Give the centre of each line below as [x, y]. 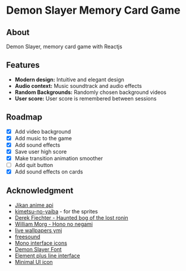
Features [23, 65]
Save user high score [41, 152]
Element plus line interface [47, 256]
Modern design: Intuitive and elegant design [70, 79]
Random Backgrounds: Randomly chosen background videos [91, 92]
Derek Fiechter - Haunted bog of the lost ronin [72, 218]
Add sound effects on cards [49, 172]
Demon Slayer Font [38, 249]
